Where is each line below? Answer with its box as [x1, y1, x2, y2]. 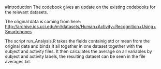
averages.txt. [5, 59, 31, 64]
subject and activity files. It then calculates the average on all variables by [5, 48, 152, 54]
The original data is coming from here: [5, 19, 81, 24]
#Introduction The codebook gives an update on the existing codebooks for [5, 4, 156, 10]
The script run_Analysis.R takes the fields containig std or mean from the [5, 38, 150, 44]
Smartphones [5, 29, 32, 34]
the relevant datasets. [5, 9, 48, 15]
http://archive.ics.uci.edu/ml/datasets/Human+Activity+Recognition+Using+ [5, 24, 156, 29]
